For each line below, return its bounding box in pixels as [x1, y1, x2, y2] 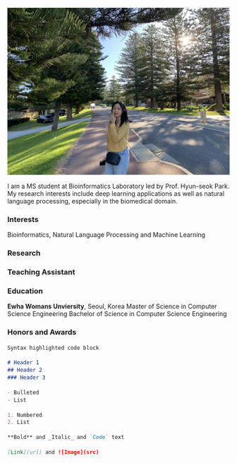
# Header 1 [7, 359, 39, 366]
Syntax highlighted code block [7, 344, 99, 351]
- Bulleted [7, 389, 39, 396]
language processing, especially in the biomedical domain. [7, 197, 178, 205]
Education [7, 286, 44, 296]
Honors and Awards [7, 327, 77, 337]
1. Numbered [7, 411, 42, 418]
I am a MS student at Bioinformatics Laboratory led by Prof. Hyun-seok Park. [7, 182, 230, 190]
